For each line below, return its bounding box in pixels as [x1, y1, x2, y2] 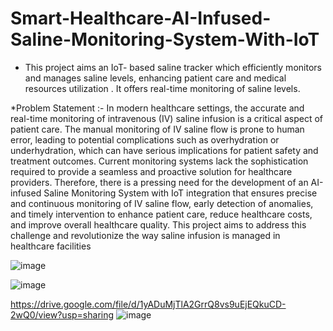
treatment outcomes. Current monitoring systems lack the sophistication [10, 155, 309, 167]
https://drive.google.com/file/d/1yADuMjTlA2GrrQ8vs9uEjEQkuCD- [10, 298, 287, 310]
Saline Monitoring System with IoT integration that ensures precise [43, 187, 318, 199]
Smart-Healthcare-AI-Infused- [10, 7, 272, 30]
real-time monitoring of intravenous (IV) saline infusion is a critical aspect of [10, 112, 323, 124]
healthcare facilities [10, 240, 92, 252]
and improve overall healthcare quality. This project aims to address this [10, 218, 307, 231]
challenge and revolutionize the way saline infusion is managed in [10, 229, 281, 241]
